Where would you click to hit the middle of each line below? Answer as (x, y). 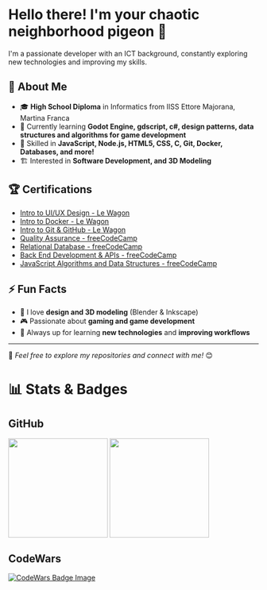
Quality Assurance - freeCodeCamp (78, 238)
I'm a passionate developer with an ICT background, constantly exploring (128, 53)
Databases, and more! (57, 152)
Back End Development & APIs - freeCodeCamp (98, 255)
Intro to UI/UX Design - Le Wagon (75, 213)
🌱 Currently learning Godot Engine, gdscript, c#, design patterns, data (137, 126)
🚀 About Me (38, 87)
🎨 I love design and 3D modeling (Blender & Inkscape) (109, 312)
